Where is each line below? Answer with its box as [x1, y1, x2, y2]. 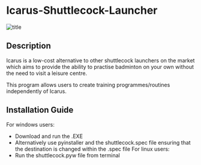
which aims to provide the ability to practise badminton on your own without [6, 63, 194, 70]
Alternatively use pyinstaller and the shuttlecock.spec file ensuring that [14, 139, 191, 146]
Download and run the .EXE [14, 133, 83, 140]
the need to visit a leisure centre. [6, 70, 88, 77]
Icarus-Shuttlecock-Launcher [6, 4, 158, 17]
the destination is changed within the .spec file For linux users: [14, 145, 170, 152]
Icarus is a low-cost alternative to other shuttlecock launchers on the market [6, 56, 195, 64]
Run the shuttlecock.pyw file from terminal [14, 151, 120, 159]
